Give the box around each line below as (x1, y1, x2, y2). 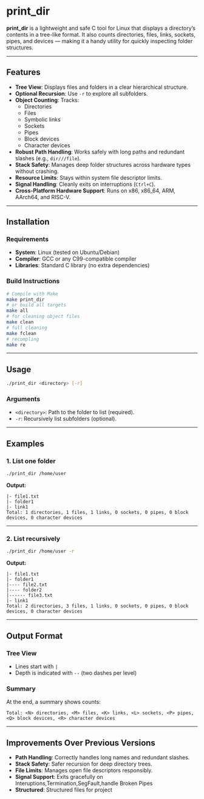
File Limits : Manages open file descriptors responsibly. (15, 767, 153, 774)
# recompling (6, 336, 39, 342)
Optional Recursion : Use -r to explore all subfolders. (15, 90, 148, 97)
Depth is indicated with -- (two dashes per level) (15, 669, 137, 677)
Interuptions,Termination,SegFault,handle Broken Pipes (15, 780, 153, 787)
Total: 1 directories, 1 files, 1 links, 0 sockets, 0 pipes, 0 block (6, 510, 189, 516)
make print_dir (6, 297, 45, 303)
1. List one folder (6, 457, 56, 465)
